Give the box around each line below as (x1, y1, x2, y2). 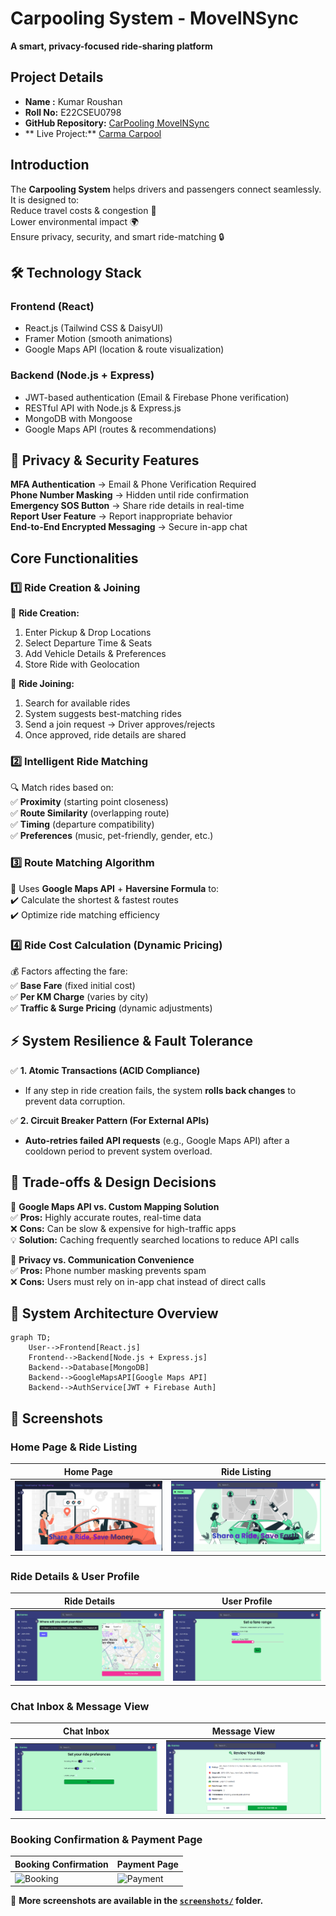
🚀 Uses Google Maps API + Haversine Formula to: (10, 882, 220, 894)
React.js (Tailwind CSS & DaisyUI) (24, 322, 164, 334)
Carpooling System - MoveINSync (10, 7, 299, 30)
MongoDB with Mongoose (24, 412, 133, 424)
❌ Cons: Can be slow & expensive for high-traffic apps (10, 1222, 237, 1234)
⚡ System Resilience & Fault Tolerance (10, 1033, 254, 1050)
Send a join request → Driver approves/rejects (24, 718, 216, 731)
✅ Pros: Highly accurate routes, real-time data (10, 1211, 202, 1223)
